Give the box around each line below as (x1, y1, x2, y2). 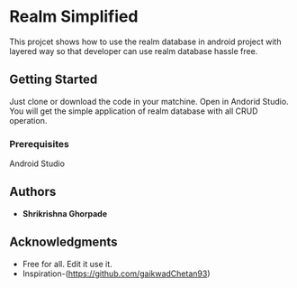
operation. (9, 115, 48, 125)
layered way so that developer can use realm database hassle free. (9, 45, 258, 56)
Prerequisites (9, 137, 69, 150)
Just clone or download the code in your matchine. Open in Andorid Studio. (9, 96, 290, 107)
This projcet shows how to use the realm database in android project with (9, 36, 282, 47)
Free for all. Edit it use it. (22, 258, 112, 269)
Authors (9, 184, 57, 200)
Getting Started (9, 72, 98, 88)
